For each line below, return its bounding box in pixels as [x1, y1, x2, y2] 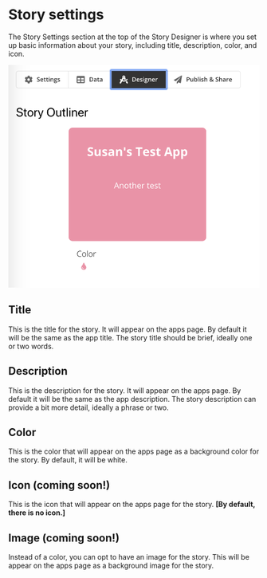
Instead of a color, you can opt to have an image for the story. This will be [8, 552, 249, 562]
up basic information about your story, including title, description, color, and [8, 40, 257, 49]
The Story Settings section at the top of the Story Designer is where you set [8, 32, 257, 41]
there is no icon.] [8, 508, 66, 517]
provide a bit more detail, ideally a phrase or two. [8, 403, 169, 412]
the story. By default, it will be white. [8, 455, 128, 465]
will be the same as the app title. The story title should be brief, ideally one [8, 332, 253, 342]
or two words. [8, 341, 54, 351]
